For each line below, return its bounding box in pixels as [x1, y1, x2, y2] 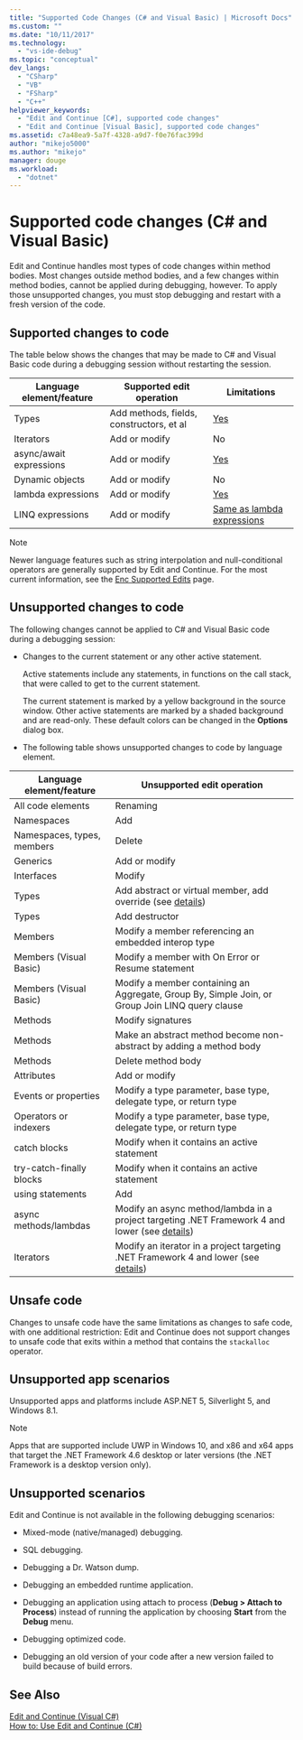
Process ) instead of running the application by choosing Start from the [22, 1606, 287, 1617]
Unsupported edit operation [141, 778, 263, 791]
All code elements [14, 799, 90, 812]
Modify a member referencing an [115, 925, 254, 937]
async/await [14, 448, 66, 460]
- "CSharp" [17, 72, 59, 81]
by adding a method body [151, 1039, 262, 1052]
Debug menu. [22, 1616, 74, 1627]
